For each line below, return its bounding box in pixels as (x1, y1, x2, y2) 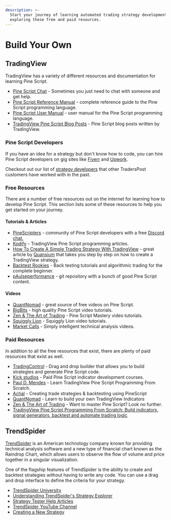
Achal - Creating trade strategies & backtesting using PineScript (12, 390, 147, 396)
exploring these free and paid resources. (10, 17, 101, 22)
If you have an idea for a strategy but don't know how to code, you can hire (5, 150, 163, 156)
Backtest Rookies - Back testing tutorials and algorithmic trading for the (12, 262, 163, 268)
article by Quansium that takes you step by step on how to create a (12, 252, 153, 258)
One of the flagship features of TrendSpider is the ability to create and (5, 466, 153, 473)
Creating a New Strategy (12, 509, 65, 515)
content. (12, 279, 31, 285)
